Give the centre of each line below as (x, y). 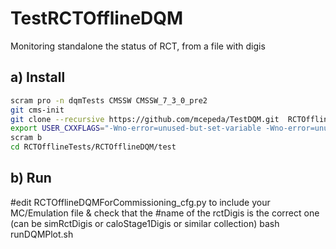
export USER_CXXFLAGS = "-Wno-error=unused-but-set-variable (136, 128)
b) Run (31, 178)
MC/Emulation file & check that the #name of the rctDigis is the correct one (165, 213)
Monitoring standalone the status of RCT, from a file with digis (138, 46)
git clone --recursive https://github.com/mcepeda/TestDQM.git (145, 119)
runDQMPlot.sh (42, 234)
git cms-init (37, 110)
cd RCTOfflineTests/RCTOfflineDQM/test (93, 147)
